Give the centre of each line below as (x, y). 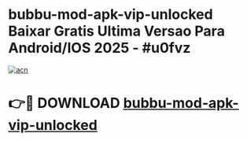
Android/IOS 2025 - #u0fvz (100, 48)
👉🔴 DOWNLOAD (64, 103)
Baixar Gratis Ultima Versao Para (117, 31)
